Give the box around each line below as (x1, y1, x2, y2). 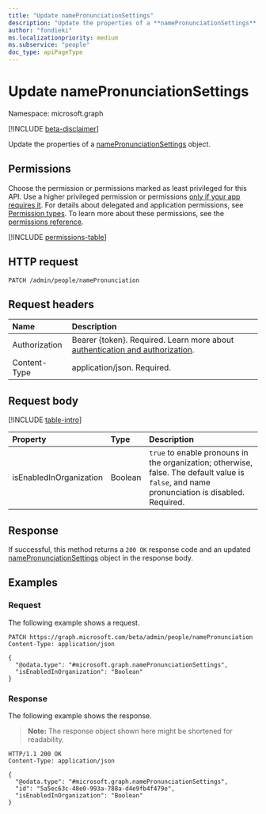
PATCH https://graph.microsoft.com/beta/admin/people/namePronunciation (8, 633, 253, 641)
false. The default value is (149, 467, 245, 478)
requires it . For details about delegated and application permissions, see (8, 200, 244, 210)
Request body (8, 394, 79, 408)
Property (12, 434, 47, 445)
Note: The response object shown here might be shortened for (27, 726, 234, 736)
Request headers (8, 298, 95, 311)
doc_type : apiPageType (8, 48, 83, 56)
